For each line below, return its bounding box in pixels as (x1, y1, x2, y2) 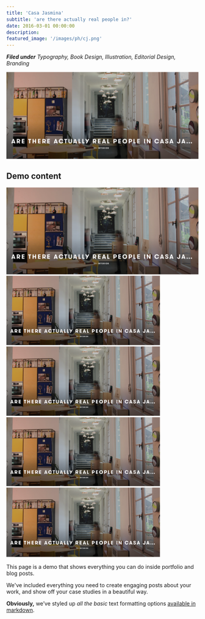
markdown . (6, 606, 35, 614)
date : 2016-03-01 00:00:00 (6, 23, 75, 29)
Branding (6, 60, 29, 67)
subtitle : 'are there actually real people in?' (6, 16, 132, 23)
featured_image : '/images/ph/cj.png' (6, 35, 103, 42)
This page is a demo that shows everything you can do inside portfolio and (6, 563, 194, 571)
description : (6, 29, 40, 35)
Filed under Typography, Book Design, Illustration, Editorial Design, (6, 53, 176, 61)
